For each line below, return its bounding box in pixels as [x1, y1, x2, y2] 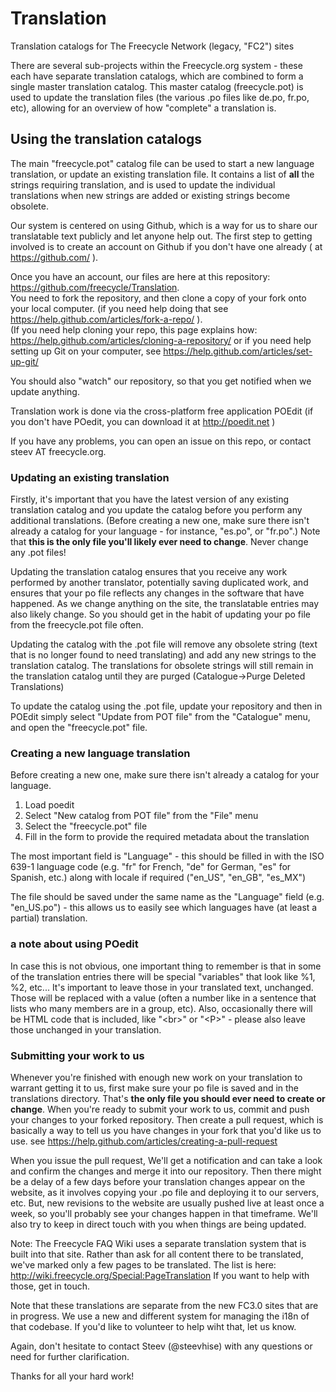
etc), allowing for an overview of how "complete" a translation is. [10, 102, 277, 114]
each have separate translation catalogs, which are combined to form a [10, 70, 304, 82]
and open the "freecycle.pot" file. [10, 722, 148, 734]
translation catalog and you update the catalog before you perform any [10, 504, 303, 516]
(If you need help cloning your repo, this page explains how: [10, 323, 258, 336]
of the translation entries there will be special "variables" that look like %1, [10, 970, 316, 982]
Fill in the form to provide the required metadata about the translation [24, 831, 310, 843]
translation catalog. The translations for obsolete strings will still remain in [10, 660, 314, 672]
